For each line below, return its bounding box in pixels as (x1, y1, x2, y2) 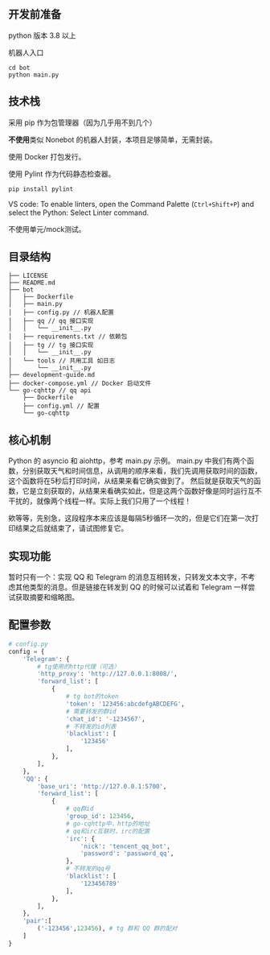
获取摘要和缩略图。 (14, 593, 79, 602)
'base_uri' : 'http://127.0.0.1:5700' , (37, 782, 167, 791)
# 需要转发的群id (65, 707, 117, 715)
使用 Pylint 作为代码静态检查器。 (8, 168, 116, 179)
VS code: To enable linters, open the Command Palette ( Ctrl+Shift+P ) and (8, 199, 255, 209)
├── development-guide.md (8, 371, 95, 379)
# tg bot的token (65, 692, 119, 701)
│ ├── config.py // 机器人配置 (8, 308, 114, 316)
